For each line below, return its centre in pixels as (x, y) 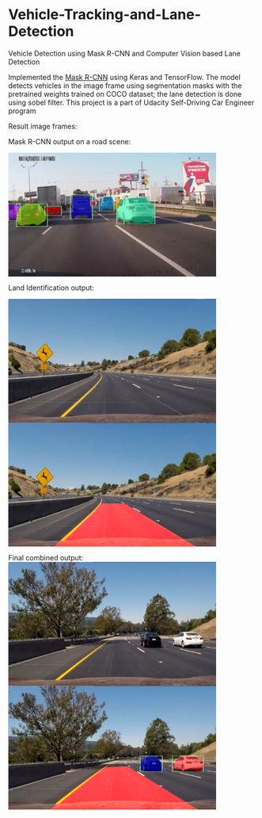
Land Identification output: (51, 288)
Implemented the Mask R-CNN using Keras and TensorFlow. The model (125, 77)
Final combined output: (46, 557)
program (22, 111)
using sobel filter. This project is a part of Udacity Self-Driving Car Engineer (131, 102)
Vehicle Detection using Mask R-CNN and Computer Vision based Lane (125, 53)
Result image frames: (43, 126)
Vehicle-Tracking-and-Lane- (105, 15)
